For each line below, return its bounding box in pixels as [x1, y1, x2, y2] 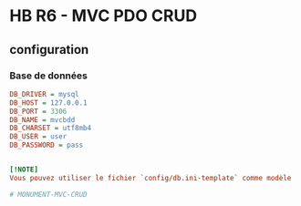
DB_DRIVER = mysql [9, 89, 79, 98]
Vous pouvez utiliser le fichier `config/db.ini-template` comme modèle [9, 173, 292, 182]
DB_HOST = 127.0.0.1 [9, 98, 88, 108]
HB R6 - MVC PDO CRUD [9, 5, 198, 26]
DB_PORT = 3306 [9, 107, 67, 116]
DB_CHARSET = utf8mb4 [9, 124, 92, 133]
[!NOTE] [9, 165, 39, 174]
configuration [9, 42, 89, 57]
